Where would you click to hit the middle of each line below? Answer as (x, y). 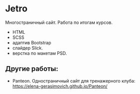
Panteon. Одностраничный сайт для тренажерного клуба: (74, 81)
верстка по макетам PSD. (40, 53)
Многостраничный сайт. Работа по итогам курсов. (59, 22)
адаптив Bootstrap (32, 42)
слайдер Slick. (28, 48)
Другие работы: (32, 69)
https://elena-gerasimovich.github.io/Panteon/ (60, 86)
